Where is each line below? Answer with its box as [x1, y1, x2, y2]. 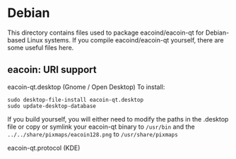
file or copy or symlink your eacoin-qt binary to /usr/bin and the [7, 122, 196, 131]
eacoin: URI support [7, 64, 97, 76]
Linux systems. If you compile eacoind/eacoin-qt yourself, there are [27, 35, 224, 44]
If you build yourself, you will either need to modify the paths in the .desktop [7, 114, 229, 123]
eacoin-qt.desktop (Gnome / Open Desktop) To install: [7, 83, 165, 91]
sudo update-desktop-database [7, 102, 97, 110]
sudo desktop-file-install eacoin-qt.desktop [7, 96, 143, 103]
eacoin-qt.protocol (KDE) [7, 143, 81, 152]
